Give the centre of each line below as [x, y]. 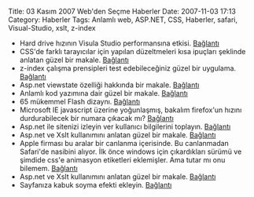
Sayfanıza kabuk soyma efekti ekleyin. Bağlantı [96, 185]
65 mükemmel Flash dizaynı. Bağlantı [79, 102]
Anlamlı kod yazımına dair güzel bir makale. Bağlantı [104, 93]
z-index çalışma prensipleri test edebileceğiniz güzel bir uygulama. [128, 68]
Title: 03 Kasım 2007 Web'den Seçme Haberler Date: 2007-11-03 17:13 [122, 11]
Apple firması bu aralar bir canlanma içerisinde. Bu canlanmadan [124, 143]
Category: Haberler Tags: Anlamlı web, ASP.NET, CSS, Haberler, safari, [123, 20]
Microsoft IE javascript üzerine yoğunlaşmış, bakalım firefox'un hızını [131, 110]
